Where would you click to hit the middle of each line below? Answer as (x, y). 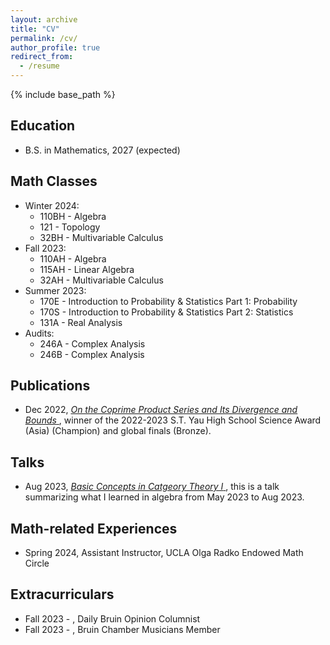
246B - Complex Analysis (92, 354)
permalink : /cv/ (44, 38)
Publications (50, 386)
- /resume (39, 66)
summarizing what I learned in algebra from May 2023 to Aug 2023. (164, 497)
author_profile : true (55, 47)
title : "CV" (35, 29)
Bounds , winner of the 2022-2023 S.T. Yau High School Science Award (173, 420)
